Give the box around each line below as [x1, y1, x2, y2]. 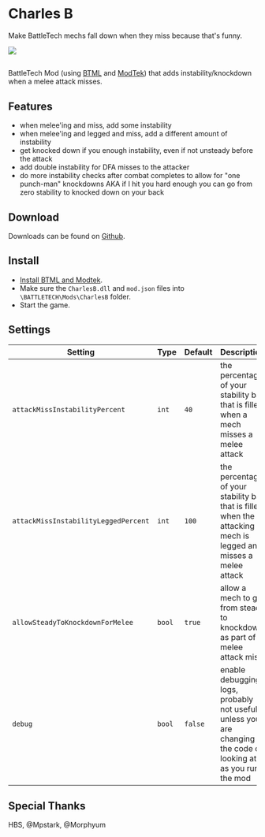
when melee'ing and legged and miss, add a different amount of [19, 129, 228, 139]
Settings [8, 323, 51, 337]
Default [184, 346, 213, 357]
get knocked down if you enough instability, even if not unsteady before [19, 146, 254, 155]
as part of [220, 631, 256, 642]
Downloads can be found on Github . [8, 231, 125, 240]
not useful [220, 703, 258, 714]
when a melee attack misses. [8, 76, 103, 87]
